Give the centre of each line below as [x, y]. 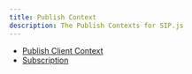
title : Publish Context [53, 17]
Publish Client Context [62, 50]
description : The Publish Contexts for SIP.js [96, 26]
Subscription [45, 60]
